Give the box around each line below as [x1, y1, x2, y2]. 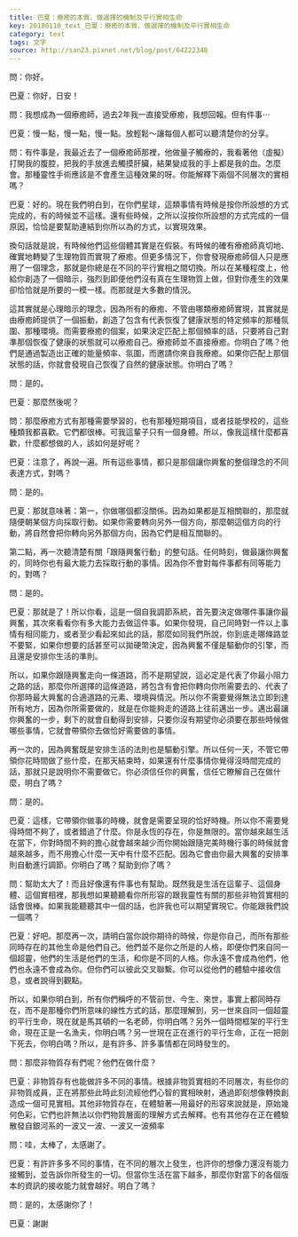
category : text [9, 29, 66, 38]
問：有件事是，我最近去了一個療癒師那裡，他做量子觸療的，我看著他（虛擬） [9, 147, 289, 158]
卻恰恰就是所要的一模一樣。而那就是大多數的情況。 [9, 285, 196, 296]
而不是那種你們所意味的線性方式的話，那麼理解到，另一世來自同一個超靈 [24, 1005, 289, 1016]
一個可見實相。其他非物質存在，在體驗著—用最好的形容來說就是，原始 [24, 1098, 281, 1109]
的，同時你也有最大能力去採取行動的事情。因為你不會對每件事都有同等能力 [9, 558, 281, 568]
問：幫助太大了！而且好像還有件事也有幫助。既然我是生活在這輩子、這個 [9, 878, 273, 889]
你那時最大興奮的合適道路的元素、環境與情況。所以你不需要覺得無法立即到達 [9, 692, 289, 702]
